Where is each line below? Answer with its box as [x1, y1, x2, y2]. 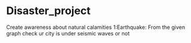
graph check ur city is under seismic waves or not [6, 29, 130, 37]
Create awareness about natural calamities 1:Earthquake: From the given [6, 24, 185, 31]
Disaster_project [6, 4, 91, 18]
